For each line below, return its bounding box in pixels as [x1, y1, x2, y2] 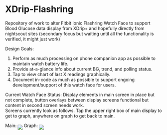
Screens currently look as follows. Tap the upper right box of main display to [5, 107, 162, 113]
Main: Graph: [5, 122, 38, 128]
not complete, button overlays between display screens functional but [5, 96, 149, 103]
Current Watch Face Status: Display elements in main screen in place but [5, 91, 155, 97]
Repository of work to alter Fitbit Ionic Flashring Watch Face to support [5, 20, 151, 26]
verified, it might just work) [5, 36, 61, 42]
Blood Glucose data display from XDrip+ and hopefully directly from [5, 25, 145, 31]
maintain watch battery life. [12, 60, 69, 66]
